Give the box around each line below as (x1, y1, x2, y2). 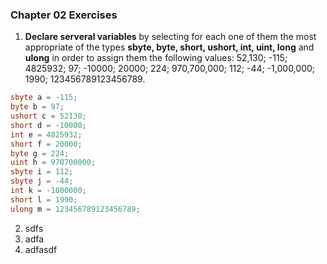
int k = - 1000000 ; (10, 186, 87, 196)
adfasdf (24, 243, 58, 255)
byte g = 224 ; (10, 148, 70, 158)
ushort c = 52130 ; (10, 111, 87, 122)
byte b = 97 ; (10, 102, 65, 112)
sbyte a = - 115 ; (10, 93, 78, 103)
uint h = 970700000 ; (10, 158, 97, 168)
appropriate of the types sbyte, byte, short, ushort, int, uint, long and (24, 41, 315, 53)
